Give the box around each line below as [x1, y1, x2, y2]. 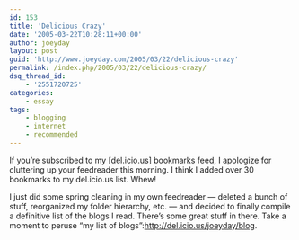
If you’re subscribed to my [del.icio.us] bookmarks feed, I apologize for [9, 155, 272, 165]
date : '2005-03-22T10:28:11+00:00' [9, 30, 143, 39]
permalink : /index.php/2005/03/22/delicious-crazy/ [9, 64, 207, 73]
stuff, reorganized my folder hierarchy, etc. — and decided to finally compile [9, 200, 291, 211]
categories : [9, 88, 54, 97]
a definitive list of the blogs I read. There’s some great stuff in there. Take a [9, 210, 286, 221]
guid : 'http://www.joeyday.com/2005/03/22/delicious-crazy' [9, 55, 240, 64]
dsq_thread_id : [9, 72, 66, 81]
